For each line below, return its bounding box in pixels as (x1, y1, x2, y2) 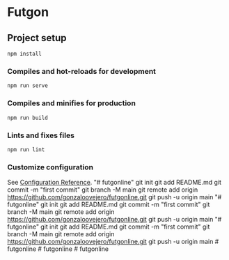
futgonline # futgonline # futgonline (7, 245, 109, 253)
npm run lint (7, 146, 45, 153)
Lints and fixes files (7, 130, 75, 140)
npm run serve (7, 82, 49, 89)
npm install (7, 50, 42, 57)
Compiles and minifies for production (7, 98, 136, 108)
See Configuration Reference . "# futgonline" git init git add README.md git (7, 178, 221, 187)
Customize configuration (7, 162, 94, 171)
